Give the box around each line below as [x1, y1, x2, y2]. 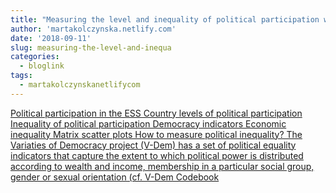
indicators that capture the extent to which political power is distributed [10, 149, 304, 161]
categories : [10, 52, 60, 62]
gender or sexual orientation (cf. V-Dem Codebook [10, 171, 220, 183]
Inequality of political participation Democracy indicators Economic [10, 117, 287, 130]
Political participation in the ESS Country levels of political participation [10, 107, 303, 119]
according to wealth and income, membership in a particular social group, [10, 160, 315, 172]
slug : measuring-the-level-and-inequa [10, 42, 172, 53]
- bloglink [19, 61, 65, 71]
